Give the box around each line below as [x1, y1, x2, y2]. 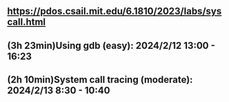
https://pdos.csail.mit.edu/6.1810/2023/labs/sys [7, 6, 222, 17]
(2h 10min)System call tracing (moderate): [7, 74, 193, 85]
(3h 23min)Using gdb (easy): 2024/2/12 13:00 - [7, 39, 216, 51]
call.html [7, 17, 46, 28]
